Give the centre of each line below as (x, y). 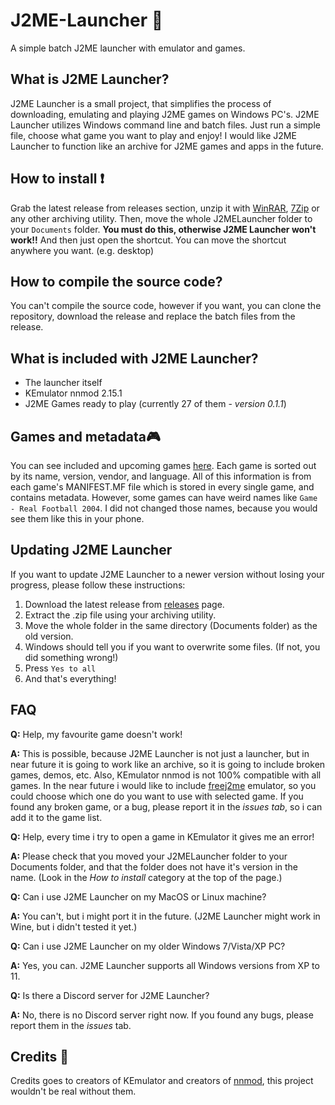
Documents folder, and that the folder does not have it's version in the (154, 866)
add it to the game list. (56, 817)
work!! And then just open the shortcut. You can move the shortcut (148, 240)
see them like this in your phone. (77, 518)
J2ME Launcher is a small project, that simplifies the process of (141, 103)
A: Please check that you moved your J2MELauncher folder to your (149, 856)
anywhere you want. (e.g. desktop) (82, 250)
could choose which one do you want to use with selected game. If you (157, 796)
